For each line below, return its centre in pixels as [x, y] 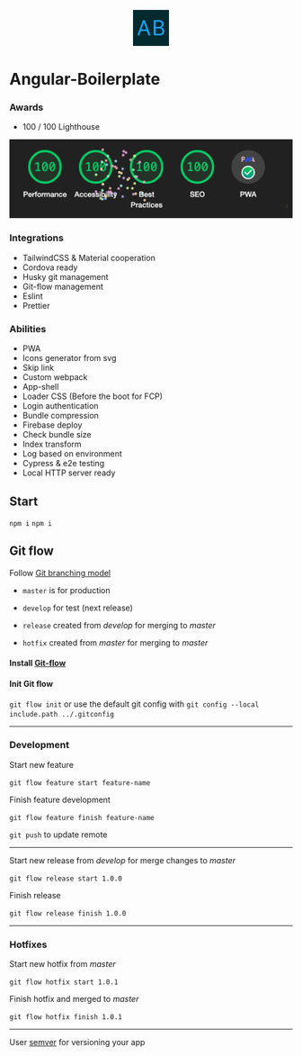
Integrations [37, 238]
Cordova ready [50, 267]
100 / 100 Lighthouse [61, 127]
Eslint [32, 296]
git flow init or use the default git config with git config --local [134, 704]
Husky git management [66, 276]
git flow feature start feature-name [80, 783]
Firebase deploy [52, 425]
